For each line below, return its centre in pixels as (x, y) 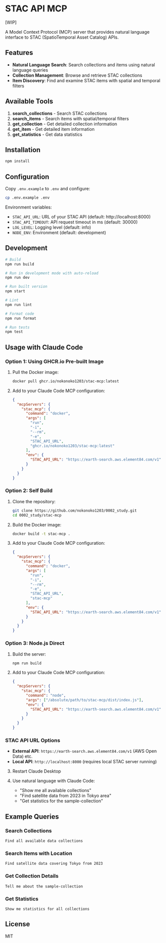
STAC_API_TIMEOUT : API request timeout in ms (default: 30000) (75, 222)
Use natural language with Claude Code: (54, 781)
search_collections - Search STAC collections (60, 113)
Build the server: (29, 654)
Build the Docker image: (37, 524)
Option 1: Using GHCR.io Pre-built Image (55, 361)
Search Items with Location (39, 853)
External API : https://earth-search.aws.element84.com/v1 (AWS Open (84, 751)
